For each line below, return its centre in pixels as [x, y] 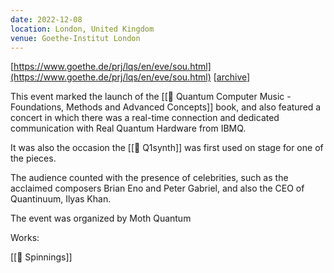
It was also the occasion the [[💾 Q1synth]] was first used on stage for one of [167, 148]
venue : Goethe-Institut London [75, 38]
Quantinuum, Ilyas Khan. [61, 199]
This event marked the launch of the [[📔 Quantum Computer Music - [151, 97]
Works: [25, 238]
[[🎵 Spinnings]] [41, 257]
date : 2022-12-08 [46, 19]
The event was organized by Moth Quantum [101, 218]
